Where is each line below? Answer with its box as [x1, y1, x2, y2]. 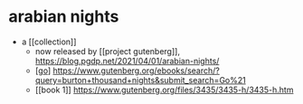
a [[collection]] [21, 36, 77, 47]
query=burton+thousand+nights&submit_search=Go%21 [34, 74, 246, 85]
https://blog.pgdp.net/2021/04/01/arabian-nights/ [34, 55, 220, 66]
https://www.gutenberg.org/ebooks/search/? [52, 65, 221, 76]
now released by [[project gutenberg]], [34, 45, 180, 56]
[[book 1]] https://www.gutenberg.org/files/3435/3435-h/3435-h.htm [34, 84, 294, 95]
